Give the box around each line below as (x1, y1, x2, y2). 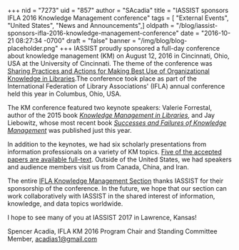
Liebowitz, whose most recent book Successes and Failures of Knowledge (7, 119, 227, 127)
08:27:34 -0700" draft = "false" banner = (15, 36, 137, 45)
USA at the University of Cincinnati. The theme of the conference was (7, 59, 213, 67)
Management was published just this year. (7, 126, 132, 134)
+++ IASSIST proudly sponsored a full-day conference (59, 44, 220, 52)
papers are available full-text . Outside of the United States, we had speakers (7, 155, 232, 164)
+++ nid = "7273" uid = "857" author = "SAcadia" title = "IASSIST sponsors (7, 6, 229, 14)
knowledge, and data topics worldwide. (7, 199, 123, 208)
